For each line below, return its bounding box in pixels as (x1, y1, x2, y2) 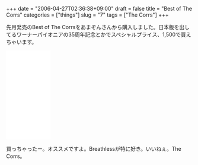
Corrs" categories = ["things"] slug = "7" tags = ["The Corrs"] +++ (6, 11, 169, 18)
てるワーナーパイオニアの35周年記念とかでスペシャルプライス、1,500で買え (6, 31, 191, 38)
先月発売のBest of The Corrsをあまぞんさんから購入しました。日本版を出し (6, 24, 190, 30)
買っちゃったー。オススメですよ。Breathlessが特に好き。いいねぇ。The (6, 145, 182, 152)
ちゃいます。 (6, 39, 37, 45)
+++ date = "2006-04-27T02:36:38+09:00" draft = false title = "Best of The (6, 5, 193, 12)
